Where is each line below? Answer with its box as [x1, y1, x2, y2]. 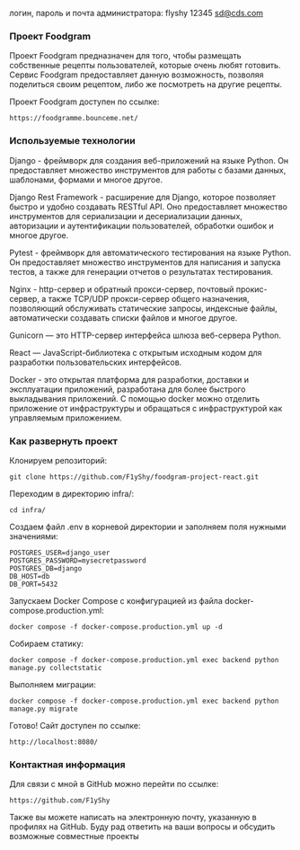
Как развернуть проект [9, 435, 119, 447]
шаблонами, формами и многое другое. [9, 174, 163, 185]
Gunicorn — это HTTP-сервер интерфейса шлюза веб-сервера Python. [9, 330, 281, 341]
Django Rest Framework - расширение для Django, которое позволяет [9, 191, 277, 202]
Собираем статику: [9, 638, 84, 649]
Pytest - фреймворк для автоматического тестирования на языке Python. [9, 247, 292, 258]
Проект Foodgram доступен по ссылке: [9, 96, 160, 107]
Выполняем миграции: [9, 678, 96, 690]
